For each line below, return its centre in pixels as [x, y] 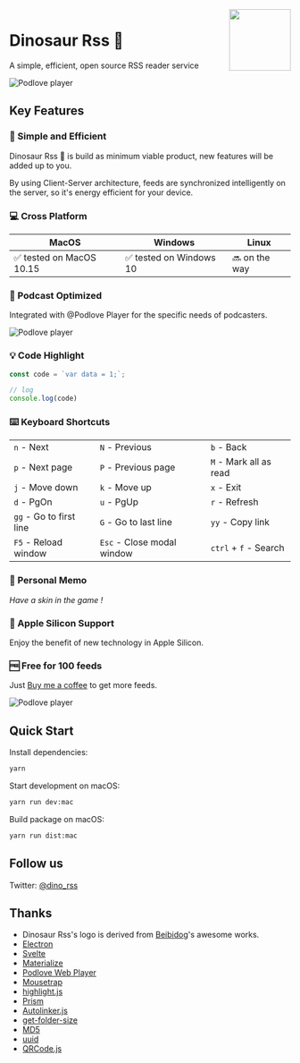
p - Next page [43, 467]
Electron [37, 944]
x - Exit [226, 488]
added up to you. [41, 166]
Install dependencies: [49, 753]
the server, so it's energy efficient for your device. [101, 192]
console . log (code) [43, 399]
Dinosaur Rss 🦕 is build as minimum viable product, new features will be [142, 156]
